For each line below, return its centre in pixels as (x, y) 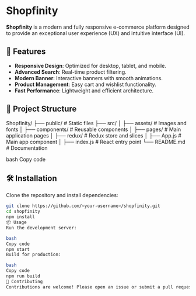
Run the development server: (41, 228)
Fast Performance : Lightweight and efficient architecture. (84, 90)
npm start (18, 249)
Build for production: (34, 255)
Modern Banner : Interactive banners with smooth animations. (89, 78)
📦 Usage (17, 222)
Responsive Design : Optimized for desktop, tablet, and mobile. (90, 66)
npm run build (23, 276)
